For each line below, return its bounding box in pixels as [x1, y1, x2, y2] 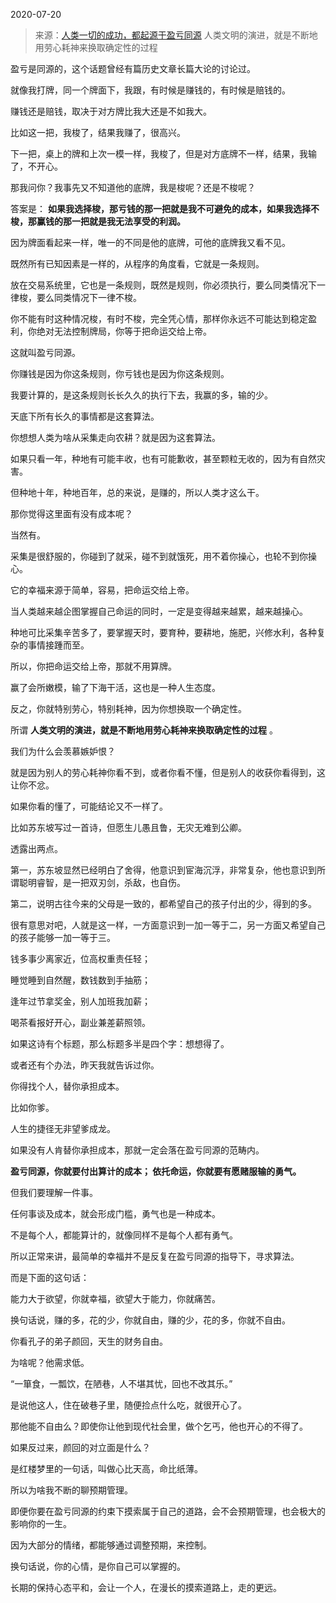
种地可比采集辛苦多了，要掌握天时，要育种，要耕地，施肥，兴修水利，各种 [10, 627, 317, 638]
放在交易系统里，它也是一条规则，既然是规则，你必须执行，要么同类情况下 [10, 279, 317, 291]
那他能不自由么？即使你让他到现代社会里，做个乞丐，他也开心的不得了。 [10, 1420, 308, 1432]
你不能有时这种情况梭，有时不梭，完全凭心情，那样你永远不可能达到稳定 [10, 313, 308, 324]
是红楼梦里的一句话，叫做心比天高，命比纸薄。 [10, 1463, 203, 1474]
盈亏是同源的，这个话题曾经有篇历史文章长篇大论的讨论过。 [10, 63, 256, 74]
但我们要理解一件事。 [10, 1187, 98, 1198]
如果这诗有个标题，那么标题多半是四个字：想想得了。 [10, 1038, 230, 1049]
